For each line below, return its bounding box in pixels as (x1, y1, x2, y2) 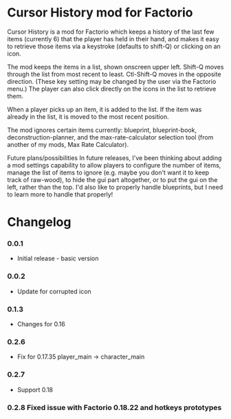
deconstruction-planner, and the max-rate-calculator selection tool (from (7, 133, 214, 141)
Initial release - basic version (16, 254, 99, 262)
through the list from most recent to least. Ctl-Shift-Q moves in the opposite (7, 70, 221, 78)
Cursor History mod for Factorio (7, 5, 193, 21)
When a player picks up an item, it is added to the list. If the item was (7, 105, 202, 113)
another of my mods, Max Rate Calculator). (7, 140, 129, 148)
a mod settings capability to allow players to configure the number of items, (7, 161, 221, 169)
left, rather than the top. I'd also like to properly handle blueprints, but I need (7, 183, 223, 191)
